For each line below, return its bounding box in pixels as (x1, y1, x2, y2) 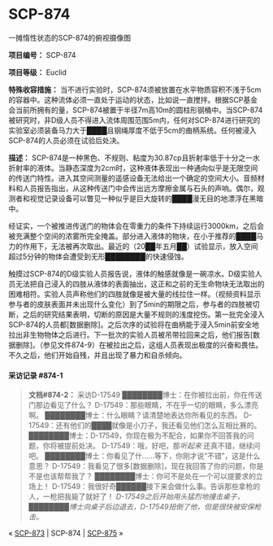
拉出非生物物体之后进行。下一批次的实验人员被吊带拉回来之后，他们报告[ (8, 330, 253, 339)
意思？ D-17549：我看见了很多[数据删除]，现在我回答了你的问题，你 (28, 461, 258, 471)
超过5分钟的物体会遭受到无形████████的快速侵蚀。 (8, 251, 188, 261)
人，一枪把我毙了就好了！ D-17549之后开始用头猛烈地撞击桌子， (28, 491, 245, 501)
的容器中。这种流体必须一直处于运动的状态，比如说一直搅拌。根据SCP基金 (8, 94, 258, 104)
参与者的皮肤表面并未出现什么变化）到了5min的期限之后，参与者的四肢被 (8, 299, 253, 309)
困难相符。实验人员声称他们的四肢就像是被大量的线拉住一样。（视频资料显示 (8, 289, 262, 299)
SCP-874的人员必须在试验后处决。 (8, 135, 124, 145)
